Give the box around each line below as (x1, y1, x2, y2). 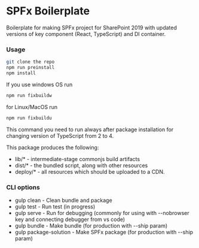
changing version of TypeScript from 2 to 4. (6, 132, 114, 139)
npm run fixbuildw (6, 92, 52, 98)
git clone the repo (6, 59, 55, 65)
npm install (6, 70, 36, 76)
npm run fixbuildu (6, 115, 52, 121)
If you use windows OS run (6, 81, 73, 88)
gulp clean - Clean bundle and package (14, 196, 112, 204)
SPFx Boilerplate (6, 4, 90, 18)
